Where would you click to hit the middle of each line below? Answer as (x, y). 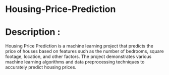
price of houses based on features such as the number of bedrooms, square (84, 51)
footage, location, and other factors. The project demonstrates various (78, 56)
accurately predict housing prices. (41, 67)
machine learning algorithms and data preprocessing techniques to (75, 62)
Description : (33, 32)
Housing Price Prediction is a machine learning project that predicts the (79, 46)
